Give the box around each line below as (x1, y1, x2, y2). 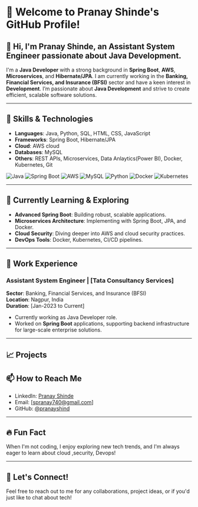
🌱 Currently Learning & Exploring (6, 195, 130, 206)
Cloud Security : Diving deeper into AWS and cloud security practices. (14, 230, 186, 237)
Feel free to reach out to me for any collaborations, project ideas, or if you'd (6, 487, 190, 495)
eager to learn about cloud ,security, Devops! (6, 449, 116, 457)
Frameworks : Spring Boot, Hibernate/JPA (14, 136, 116, 143)
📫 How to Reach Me (6, 373, 82, 383)
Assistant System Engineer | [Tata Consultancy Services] (6, 276, 174, 284)
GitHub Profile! (6, 18, 81, 31)
